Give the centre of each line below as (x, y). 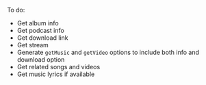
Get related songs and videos (59, 67)
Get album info (38, 23)
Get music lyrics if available (56, 74)
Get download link (42, 38)
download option (41, 60)
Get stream (33, 45)
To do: (16, 10)
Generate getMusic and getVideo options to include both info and (108, 52)
